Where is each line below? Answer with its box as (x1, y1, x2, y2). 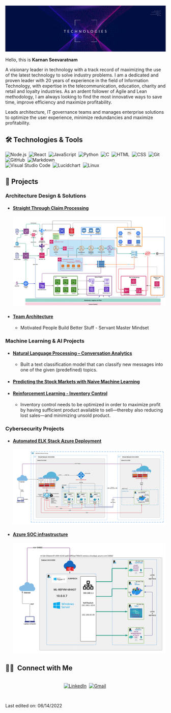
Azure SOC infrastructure (12, 531, 68, 537)
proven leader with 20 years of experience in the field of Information (5, 78, 149, 84)
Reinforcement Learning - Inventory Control (12, 390, 108, 396)
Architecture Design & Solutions (5, 192, 87, 200)
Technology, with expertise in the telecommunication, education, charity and (5, 83, 166, 89)
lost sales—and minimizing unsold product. (20, 412, 111, 419)
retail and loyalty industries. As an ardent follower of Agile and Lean (5, 88, 148, 94)
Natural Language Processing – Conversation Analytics (12, 350, 132, 356)
